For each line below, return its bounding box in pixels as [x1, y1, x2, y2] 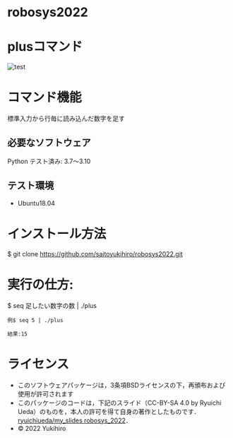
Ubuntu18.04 [17, 199, 55, 207]
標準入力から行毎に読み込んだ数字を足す [7, 114, 125, 123]
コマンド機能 [7, 90, 83, 106]
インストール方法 [7, 225, 107, 242]
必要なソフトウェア [7, 137, 91, 149]
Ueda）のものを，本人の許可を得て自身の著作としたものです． [17, 407, 201, 415]
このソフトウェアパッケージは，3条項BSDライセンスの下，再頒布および [17, 381, 226, 389]
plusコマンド [7, 39, 83, 55]
